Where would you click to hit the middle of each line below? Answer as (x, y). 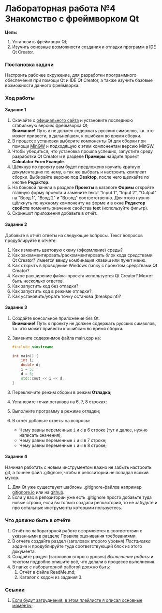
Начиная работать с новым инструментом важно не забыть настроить (78, 467)
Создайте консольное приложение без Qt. (56, 318)
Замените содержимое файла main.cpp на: (57, 338)
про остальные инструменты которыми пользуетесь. (67, 508)
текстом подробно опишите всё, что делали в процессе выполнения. (84, 562)
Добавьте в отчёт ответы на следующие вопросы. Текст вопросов (74, 235)
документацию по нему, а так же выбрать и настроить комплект (79, 172)
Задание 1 (16, 109)
